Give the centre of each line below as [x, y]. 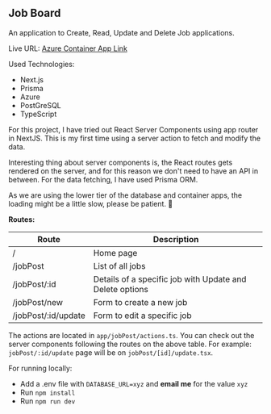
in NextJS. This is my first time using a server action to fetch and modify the [134, 138]
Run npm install [48, 392]
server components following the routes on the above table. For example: [130, 344]
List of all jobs [119, 266]
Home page [115, 253]
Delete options [121, 289]
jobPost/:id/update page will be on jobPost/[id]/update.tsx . [111, 352]
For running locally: [40, 368]
